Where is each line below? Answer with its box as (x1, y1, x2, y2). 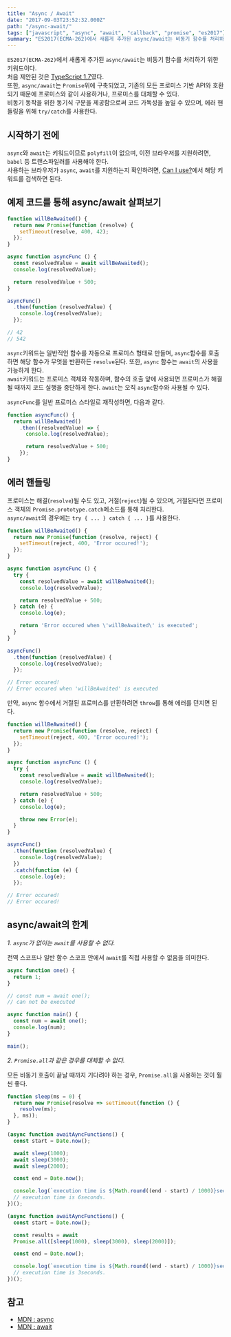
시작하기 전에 (7, 129, 60, 141)
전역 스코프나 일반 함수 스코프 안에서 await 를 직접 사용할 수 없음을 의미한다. (7, 953, 210, 961)
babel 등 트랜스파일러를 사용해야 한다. (7, 157, 109, 165)
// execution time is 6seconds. (13, 1194, 107, 1201)
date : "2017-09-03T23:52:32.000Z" (7, 17, 107, 23)
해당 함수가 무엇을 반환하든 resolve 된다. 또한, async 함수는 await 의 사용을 (19, 357, 219, 366)
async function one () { (7, 967, 76, 974)
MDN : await (16, 1323, 53, 1331)
